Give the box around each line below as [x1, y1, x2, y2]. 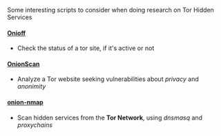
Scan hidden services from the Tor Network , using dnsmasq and [17, 113, 202, 122]
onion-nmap [7, 98, 44, 106]
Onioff [7, 29, 26, 37]
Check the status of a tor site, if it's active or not [17, 44, 155, 52]
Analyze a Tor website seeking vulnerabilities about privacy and [17, 75, 199, 83]
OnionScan [7, 60, 40, 68]
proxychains [17, 120, 53, 129]
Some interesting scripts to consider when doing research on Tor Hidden [7, 6, 214, 14]
